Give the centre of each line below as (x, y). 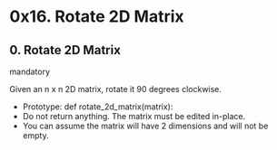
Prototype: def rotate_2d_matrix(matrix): (98, 107)
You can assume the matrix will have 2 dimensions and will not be (145, 126)
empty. (35, 136)
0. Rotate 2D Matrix (65, 50)
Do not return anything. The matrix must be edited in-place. (134, 116)
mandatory (30, 71)
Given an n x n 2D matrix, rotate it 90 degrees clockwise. (116, 89)
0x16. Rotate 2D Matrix (97, 17)
